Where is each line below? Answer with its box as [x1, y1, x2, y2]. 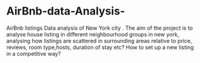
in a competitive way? [6, 50, 61, 57]
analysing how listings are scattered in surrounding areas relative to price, [6, 37, 192, 44]
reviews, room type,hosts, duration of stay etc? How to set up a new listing [6, 44, 194, 51]
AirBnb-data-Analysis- [6, 4, 126, 18]
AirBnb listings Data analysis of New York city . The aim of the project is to [6, 24, 193, 31]
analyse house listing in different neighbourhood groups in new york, [6, 30, 179, 38]
